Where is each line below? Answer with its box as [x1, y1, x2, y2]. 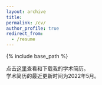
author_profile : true [6, 25, 60, 32]
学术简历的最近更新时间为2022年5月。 [6, 73, 100, 79]
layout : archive [6, 8, 46, 15]
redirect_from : [6, 31, 44, 37]
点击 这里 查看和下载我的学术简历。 [6, 65, 89, 72]
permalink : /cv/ [6, 20, 46, 26]
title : [6, 14, 22, 20]
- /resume [11, 36, 35, 42]
